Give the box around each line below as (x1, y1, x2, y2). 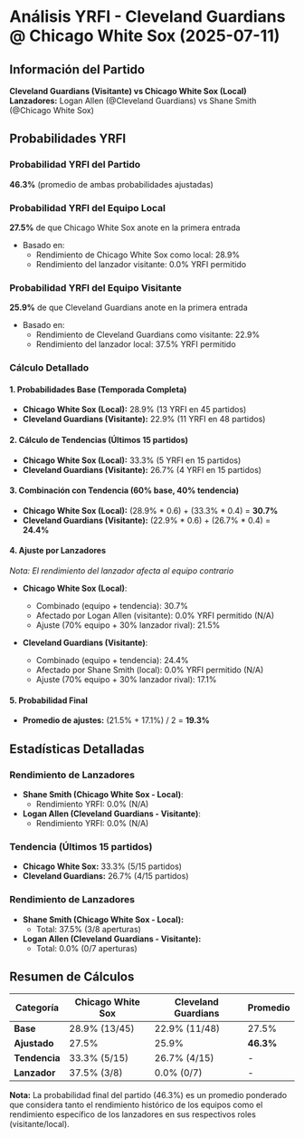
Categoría (14, 1001, 60, 1014)
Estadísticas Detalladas (9, 741, 145, 757)
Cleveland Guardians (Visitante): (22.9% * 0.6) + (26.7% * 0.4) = (22, 515, 271, 526)
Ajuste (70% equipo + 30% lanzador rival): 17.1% (35, 674, 217, 685)
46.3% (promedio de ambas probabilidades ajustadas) (9, 178, 214, 189)
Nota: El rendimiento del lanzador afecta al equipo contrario (9, 565, 234, 576)
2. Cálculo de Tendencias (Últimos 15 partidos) (9, 435, 188, 445)
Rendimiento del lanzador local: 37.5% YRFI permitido (35, 339, 237, 350)
